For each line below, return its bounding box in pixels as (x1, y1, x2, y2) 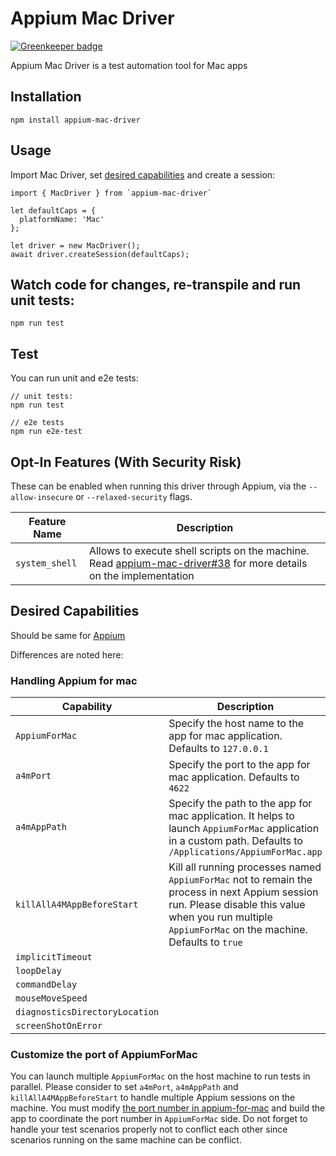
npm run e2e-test (10, 427, 83, 437)
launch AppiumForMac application (168, 822, 320, 836)
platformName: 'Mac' (19, 214, 105, 224)
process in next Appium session (168, 885, 319, 899)
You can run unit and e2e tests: (10, 372, 139, 384)
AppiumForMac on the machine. (168, 923, 308, 937)
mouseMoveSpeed (15, 993, 88, 1004)
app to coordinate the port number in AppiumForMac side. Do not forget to (10, 1113, 308, 1125)
